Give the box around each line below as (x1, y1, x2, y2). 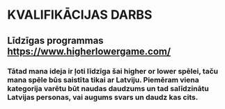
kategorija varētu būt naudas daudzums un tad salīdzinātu (7, 83, 209, 93)
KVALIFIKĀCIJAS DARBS (7, 7, 153, 23)
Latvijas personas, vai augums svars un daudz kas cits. (7, 92, 199, 102)
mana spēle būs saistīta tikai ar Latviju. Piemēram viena (7, 75, 200, 85)
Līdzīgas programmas (7, 35, 104, 47)
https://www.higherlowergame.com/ (7, 45, 171, 57)
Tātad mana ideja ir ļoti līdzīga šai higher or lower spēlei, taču (7, 66, 218, 76)
